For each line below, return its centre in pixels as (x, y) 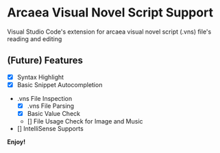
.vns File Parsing (50, 106)
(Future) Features (45, 61)
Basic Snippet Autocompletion (60, 84)
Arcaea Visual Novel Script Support (110, 13)
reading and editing (35, 38)
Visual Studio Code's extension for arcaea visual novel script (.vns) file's (109, 32)
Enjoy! (16, 142)
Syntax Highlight (40, 77)
